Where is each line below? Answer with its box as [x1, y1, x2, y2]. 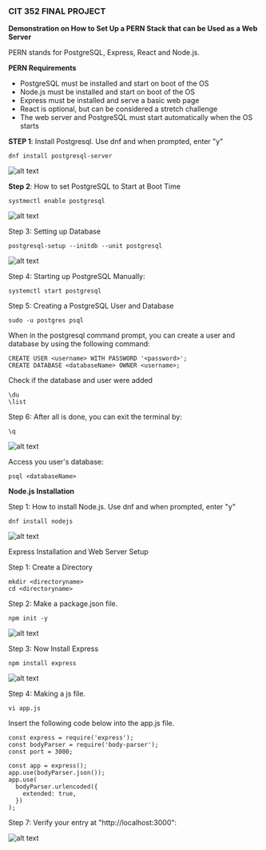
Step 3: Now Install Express [8, 644, 99, 653]
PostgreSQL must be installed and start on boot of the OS [19, 78, 209, 89]
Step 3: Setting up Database [8, 226, 101, 237]
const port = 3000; [8, 748, 73, 756]
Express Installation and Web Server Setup [8, 547, 149, 557]
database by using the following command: [8, 339, 150, 349]
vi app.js [8, 704, 42, 712]
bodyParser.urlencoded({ [15, 783, 98, 791]
